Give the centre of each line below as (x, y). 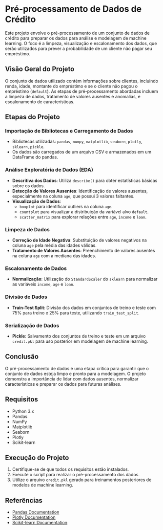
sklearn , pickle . (28, 147)
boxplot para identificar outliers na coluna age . (66, 206)
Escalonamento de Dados (36, 268)
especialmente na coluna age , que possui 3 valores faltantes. (73, 196)
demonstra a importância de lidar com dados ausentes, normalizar (72, 379)
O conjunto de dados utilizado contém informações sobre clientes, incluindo (82, 81)
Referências (24, 500)
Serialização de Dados (32, 325)
